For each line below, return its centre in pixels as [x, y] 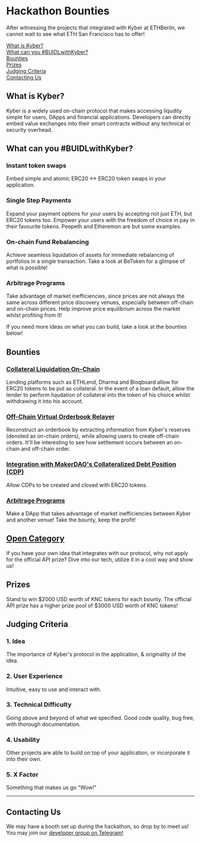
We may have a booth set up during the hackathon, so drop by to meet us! [98, 826]
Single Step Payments [39, 201]
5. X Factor [22, 775]
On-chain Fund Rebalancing [48, 242]
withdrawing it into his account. [45, 401]
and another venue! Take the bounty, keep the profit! [71, 520]
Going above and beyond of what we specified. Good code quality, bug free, [100, 717]
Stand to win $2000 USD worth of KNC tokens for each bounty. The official [99, 599]
